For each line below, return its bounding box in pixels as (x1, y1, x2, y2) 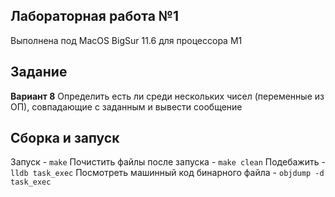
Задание (10, 64, 68, 81)
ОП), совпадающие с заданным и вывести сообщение (10, 100, 243, 113)
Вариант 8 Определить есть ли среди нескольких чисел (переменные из (10, 90, 325, 102)
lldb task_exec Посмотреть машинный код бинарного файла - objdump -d (10, 167, 325, 179)
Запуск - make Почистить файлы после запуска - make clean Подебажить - (10, 156, 326, 168)
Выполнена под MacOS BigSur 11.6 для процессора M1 (10, 34, 243, 46)
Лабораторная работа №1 (10, 8, 180, 25)
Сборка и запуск (10, 130, 120, 147)
